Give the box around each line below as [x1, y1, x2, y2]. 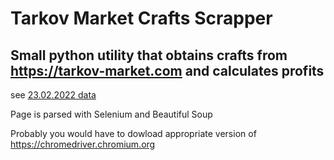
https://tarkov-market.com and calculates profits [10, 62, 325, 79]
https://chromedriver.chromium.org [10, 138, 156, 150]
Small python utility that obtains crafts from [10, 47, 288, 64]
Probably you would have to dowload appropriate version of [10, 128, 257, 139]
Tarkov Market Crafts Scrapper [10, 7, 273, 30]
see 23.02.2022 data [10, 89, 97, 101]
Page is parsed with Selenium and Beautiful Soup [10, 108, 213, 120]
